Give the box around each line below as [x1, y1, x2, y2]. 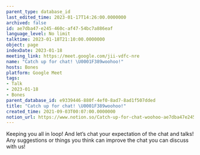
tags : [6, 75, 20, 81]
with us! [6, 143, 26, 150]
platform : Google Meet [6, 70, 62, 76]
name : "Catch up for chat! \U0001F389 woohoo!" [6, 58, 124, 64]
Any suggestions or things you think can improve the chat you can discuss [6, 137, 189, 144]
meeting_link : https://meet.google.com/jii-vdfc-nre [6, 53, 140, 59]
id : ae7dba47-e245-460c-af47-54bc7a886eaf [6, 25, 113, 32]
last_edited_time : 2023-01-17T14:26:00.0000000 [6, 14, 127, 20]
